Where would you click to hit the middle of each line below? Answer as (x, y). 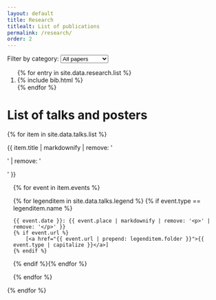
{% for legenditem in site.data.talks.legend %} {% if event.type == (107, 201)
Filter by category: (33, 58)
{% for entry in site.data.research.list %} (74, 73)
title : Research (30, 20)
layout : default (30, 13)
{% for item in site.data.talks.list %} (57, 134)
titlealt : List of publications (53, 26)
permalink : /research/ (40, 33)
